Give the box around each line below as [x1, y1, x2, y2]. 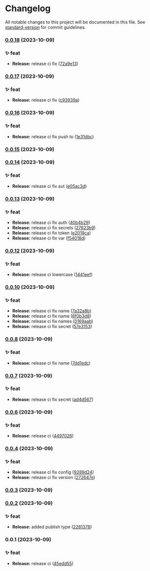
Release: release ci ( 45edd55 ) [12, 560, 74, 566]
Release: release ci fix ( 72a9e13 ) [12, 61, 79, 66]
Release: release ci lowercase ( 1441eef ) [12, 272, 93, 278]
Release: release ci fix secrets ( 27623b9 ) [12, 224, 96, 230]
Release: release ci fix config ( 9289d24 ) [12, 469, 94, 475]
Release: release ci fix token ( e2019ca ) [12, 230, 91, 236]
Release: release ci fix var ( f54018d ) [12, 235, 86, 241]
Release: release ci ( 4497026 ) [12, 433, 74, 439]
